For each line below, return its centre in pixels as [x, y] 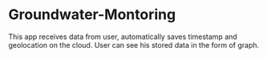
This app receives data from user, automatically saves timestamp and [123, 37]
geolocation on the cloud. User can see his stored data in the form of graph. [134, 44]
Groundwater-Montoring [92, 15]
